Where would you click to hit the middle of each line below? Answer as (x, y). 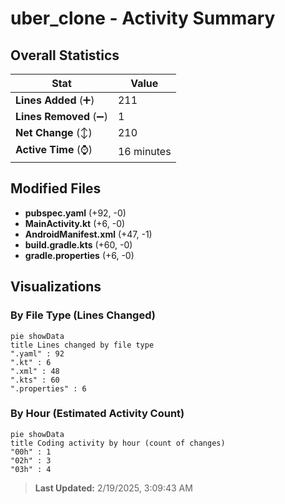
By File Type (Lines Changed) (83, 315)
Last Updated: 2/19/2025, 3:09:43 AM (113, 488)
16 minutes (144, 151)
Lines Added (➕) (55, 100)
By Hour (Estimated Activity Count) (97, 414)
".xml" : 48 (35, 371)
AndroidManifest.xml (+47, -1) (88, 234)
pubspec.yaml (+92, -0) (75, 213)
